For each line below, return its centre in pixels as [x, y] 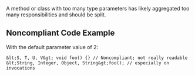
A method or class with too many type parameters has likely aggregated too [98, 8]
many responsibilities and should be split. [56, 15]
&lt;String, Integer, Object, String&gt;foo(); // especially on [88, 63]
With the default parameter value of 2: [52, 47]
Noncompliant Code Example [60, 33]
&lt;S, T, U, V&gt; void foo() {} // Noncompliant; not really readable [97, 58]
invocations [21, 68]
